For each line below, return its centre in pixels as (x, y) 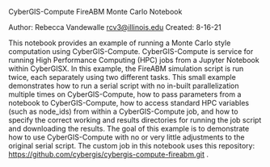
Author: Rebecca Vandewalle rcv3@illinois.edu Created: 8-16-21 (115, 27)
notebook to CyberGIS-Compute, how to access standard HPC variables (129, 103)
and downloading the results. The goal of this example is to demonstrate (129, 129)
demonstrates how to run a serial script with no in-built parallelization (124, 86)
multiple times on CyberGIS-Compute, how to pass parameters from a (125, 94)
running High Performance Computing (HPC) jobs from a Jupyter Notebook (134, 60)
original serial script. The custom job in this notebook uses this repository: (132, 146)
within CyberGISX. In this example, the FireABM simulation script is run (126, 69)
